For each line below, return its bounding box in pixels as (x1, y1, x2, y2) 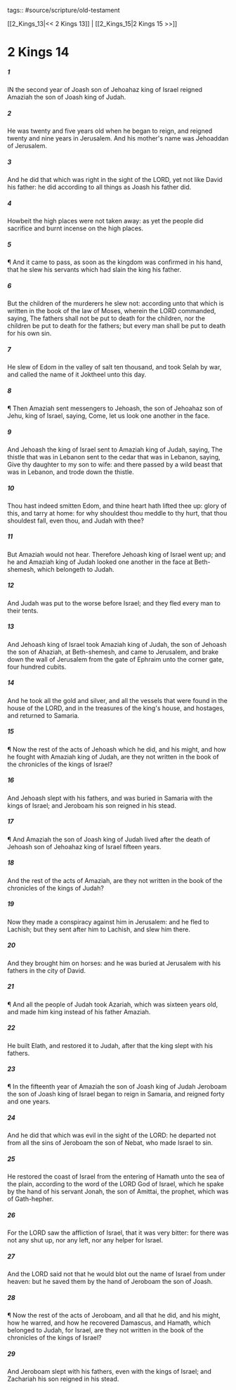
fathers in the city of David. (7, 966, 86, 975)
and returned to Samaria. (7, 711, 79, 719)
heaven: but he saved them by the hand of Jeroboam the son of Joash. (7, 1278, 213, 1286)
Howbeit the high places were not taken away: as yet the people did (7, 217, 204, 225)
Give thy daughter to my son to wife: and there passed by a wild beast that (7, 460, 223, 468)
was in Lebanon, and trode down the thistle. (7, 467, 135, 476)
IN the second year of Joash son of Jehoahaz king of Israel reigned (7, 86, 202, 94)
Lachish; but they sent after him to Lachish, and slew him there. (7, 925, 191, 933)
